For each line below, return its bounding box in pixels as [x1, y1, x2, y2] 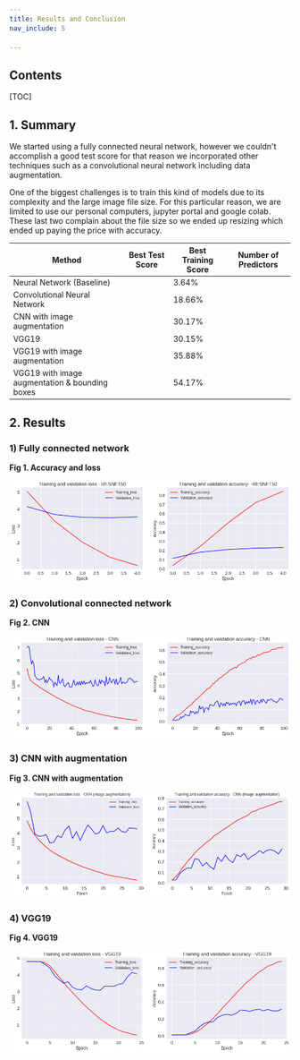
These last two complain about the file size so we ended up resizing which [9, 216, 284, 226]
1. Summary [9, 117, 77, 132]
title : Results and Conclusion [9, 14, 126, 23]
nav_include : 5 [9, 23, 66, 33]
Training [181, 254, 214, 265]
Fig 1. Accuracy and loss [9, 462, 101, 474]
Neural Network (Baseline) [12, 277, 112, 287]
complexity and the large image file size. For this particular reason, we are [9, 197, 281, 207]
